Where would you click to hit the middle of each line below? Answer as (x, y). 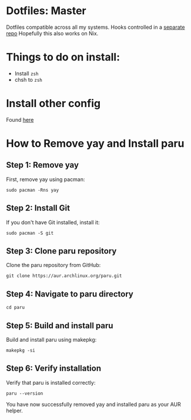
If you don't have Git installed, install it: (53, 222)
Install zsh (26, 73)
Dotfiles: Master (46, 11)
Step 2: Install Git (38, 208)
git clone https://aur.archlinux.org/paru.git (64, 276)
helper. (14, 411)
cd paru (16, 308)
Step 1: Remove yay (43, 165)
